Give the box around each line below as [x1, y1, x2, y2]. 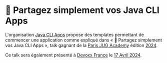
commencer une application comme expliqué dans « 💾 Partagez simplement [5, 37, 162, 43]
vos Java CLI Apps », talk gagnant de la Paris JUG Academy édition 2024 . [5, 42, 157, 48]
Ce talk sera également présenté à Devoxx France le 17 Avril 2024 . [5, 52, 142, 58]
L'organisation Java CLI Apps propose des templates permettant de [5, 31, 144, 37]
